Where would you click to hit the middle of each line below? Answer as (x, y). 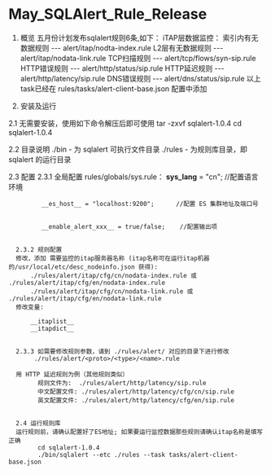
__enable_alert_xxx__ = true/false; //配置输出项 (129, 226)
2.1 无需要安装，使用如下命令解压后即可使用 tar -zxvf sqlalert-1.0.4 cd (125, 123)
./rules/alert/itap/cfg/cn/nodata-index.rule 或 (113, 275)
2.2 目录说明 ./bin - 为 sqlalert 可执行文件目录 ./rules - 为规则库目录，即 (128, 149)
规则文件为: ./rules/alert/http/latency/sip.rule (122, 383)
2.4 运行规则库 (38, 423)
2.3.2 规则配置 (39, 249)
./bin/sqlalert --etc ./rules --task (101, 454)
